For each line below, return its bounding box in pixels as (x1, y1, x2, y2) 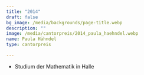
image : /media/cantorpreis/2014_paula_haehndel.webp (6, 31, 139, 37)
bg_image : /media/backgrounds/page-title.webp (6, 19, 123, 25)
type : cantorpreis (6, 42, 51, 48)
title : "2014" (6, 8, 41, 15)
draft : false (6, 14, 38, 20)
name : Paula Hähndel (6, 36, 57, 42)
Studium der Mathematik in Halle (14, 63, 94, 70)
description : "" (6, 25, 46, 31)
